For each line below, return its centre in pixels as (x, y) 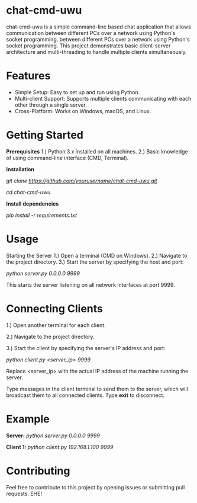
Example (28, 419)
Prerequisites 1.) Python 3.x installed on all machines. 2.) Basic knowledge (97, 151)
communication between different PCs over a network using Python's (91, 33)
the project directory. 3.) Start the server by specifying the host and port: (95, 262)
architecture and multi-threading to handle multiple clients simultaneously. (97, 52)
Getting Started (45, 135)
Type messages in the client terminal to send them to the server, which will (97, 389)
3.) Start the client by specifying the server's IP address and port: (86, 348)
